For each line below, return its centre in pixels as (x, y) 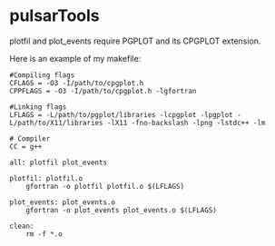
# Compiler (30, 138)
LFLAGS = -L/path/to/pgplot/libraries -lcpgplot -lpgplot (121, 114)
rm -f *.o (44, 234)
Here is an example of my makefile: (75, 58)
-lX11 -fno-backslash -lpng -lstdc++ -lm (186, 123)
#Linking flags (38, 107)
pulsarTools (54, 16)
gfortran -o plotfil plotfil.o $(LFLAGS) (105, 186)
